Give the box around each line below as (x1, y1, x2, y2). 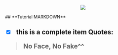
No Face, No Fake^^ (23, 42, 84, 51)
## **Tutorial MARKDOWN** (5, 14, 66, 20)
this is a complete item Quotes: (16, 28, 114, 36)
